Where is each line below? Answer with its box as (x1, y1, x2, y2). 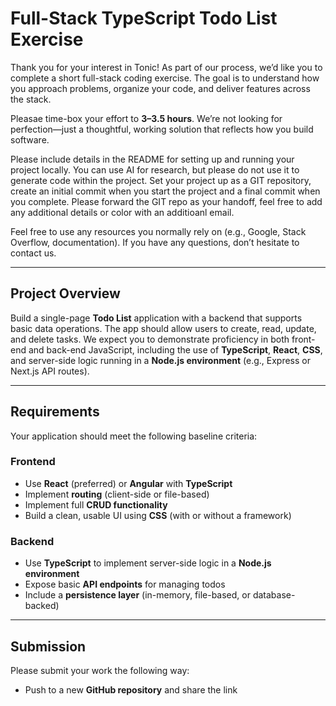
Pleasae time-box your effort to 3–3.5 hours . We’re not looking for (10, 112, 283, 124)
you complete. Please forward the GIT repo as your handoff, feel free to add (10, 195, 323, 207)
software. (10, 133, 50, 146)
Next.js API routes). (10, 365, 90, 377)
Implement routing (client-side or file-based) (24, 488, 210, 500)
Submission (10, 638, 87, 655)
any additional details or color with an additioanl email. (10, 206, 235, 218)
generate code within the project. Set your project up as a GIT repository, (10, 174, 312, 186)
